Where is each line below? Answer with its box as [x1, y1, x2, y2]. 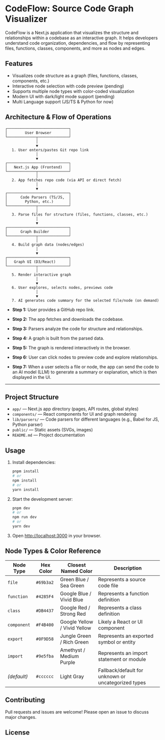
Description [113, 565, 142, 571]
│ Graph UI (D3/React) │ [5, 259, 71, 264]
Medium [59, 653, 79, 659]
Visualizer [5, 13, 48, 25]
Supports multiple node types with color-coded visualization [12, 88, 135, 94]
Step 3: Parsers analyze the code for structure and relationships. [12, 325, 143, 332]
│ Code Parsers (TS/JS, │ [5, 195, 71, 199]
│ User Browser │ [5, 130, 71, 135]
